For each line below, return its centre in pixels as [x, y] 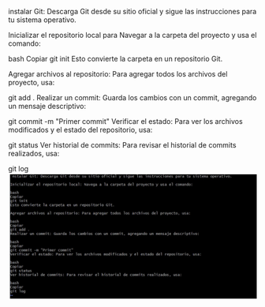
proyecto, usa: [32, 82]
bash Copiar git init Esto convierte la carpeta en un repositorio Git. [116, 59]
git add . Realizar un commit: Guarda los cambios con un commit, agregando [132, 97]
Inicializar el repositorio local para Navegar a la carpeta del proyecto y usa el [132, 35]
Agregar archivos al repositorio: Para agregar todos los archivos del [118, 74]
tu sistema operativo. [42, 20]
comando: [24, 43]
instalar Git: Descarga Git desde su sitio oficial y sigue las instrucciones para [132, 11]
